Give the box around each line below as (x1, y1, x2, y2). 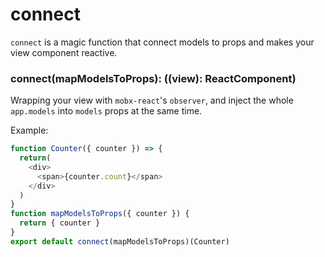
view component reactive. (10, 46, 118, 58)
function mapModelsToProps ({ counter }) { (10, 209, 190, 219)
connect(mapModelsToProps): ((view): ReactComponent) (10, 71, 297, 85)
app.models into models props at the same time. (10, 105, 203, 117)
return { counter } (19, 218, 101, 228)
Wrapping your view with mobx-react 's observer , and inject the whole (10, 94, 294, 107)
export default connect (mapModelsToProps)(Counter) (10, 236, 230, 247)
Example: (10, 124, 49, 137)
